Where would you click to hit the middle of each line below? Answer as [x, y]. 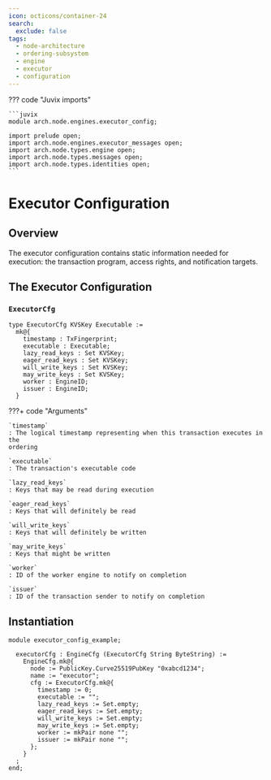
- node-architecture [50, 46]
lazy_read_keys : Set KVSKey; [74, 353]
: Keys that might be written [60, 554]
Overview [34, 234]
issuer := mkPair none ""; [83, 740]
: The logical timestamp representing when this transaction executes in [136, 433]
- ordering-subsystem [52, 54]
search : [22, 24]
